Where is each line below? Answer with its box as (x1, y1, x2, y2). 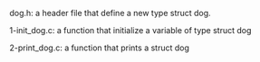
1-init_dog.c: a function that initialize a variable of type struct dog (9, 25, 252, 35)
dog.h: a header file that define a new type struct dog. (9, 8, 211, 18)
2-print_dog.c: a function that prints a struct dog (9, 42, 190, 53)
